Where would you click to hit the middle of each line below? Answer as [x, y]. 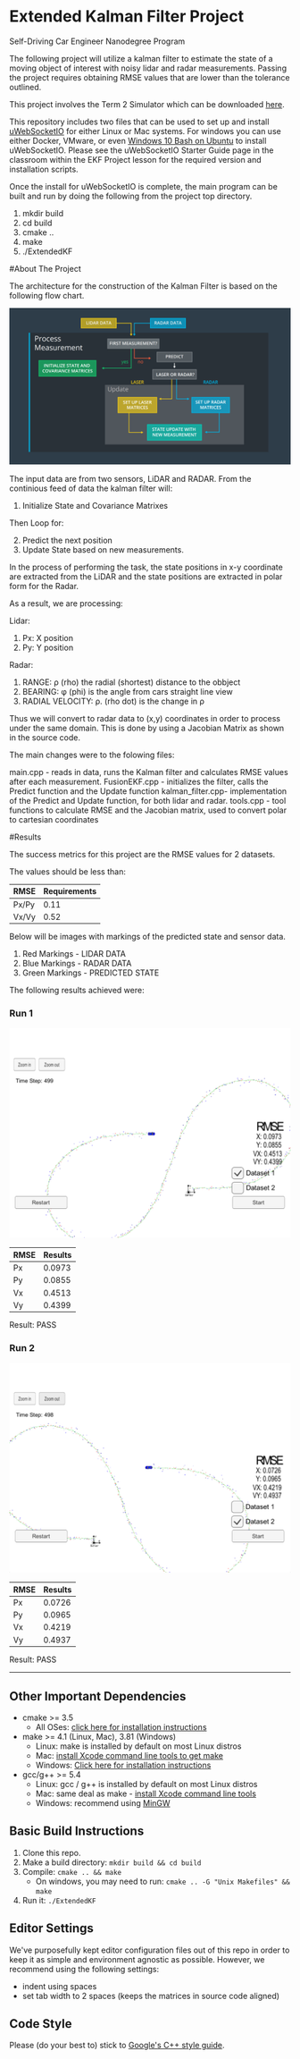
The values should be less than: [68, 871]
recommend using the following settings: [84, 1969]
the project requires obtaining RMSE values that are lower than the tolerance [150, 77]
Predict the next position [67, 540]
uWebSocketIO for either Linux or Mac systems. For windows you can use [145, 131]
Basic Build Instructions [77, 1831]
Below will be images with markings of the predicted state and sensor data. [147, 937]
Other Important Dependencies [98, 1696]
